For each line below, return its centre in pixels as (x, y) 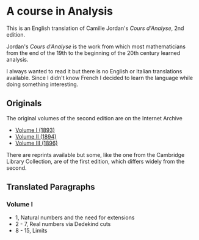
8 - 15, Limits (31, 231)
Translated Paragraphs (51, 187)
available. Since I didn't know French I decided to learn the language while (100, 78)
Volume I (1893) (35, 130)
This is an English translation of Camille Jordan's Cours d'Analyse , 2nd (95, 28)
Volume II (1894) (36, 136)
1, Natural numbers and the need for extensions (75, 217)
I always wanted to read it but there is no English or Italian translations (94, 71)
